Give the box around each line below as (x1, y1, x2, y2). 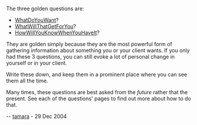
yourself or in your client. (6, 59, 67, 66)
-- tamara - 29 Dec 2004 (6, 113, 67, 120)
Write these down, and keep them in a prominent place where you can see (6, 71, 188, 78)
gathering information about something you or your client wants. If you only (6, 47, 190, 54)
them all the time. (6, 77, 49, 84)
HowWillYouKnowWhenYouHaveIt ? (14, 29, 100, 36)
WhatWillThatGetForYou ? (14, 23, 76, 30)
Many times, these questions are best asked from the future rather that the (6, 89, 188, 95)
